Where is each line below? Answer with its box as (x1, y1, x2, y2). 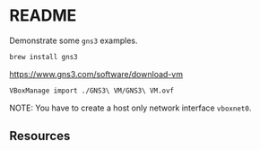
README (9, 5, 77, 26)
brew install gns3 (9, 52, 78, 61)
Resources (9, 128, 71, 144)
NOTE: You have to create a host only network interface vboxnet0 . (9, 102, 252, 113)
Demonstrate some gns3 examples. (9, 35, 138, 46)
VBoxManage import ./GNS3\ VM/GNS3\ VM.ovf (9, 86, 175, 95)
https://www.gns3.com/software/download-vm (9, 68, 184, 79)
